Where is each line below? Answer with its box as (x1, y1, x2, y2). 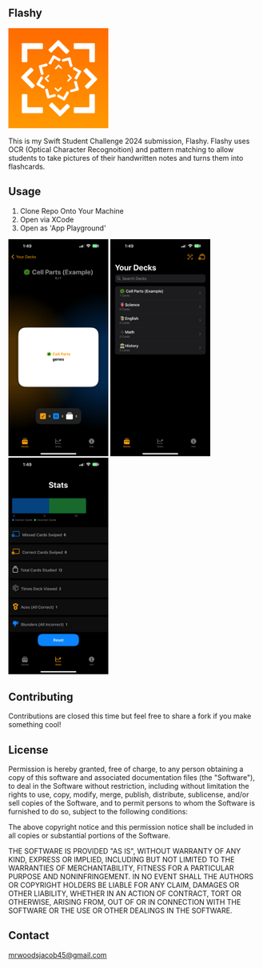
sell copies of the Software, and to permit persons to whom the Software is (8, 798, 256, 808)
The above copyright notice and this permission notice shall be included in (8, 822, 253, 832)
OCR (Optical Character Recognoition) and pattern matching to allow (8, 144, 234, 154)
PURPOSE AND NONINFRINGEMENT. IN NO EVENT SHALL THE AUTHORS (8, 872, 254, 882)
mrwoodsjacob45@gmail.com (8, 950, 107, 959)
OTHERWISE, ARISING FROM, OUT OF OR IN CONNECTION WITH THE (8, 898, 241, 907)
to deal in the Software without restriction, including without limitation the (8, 782, 249, 791)
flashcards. (8, 162, 46, 171)
